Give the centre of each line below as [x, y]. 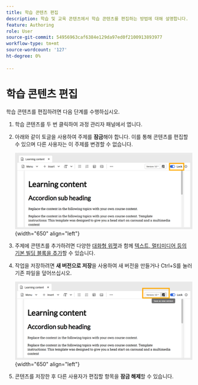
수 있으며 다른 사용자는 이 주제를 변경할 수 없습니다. [74, 144]
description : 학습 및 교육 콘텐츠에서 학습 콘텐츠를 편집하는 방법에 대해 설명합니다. [97, 19]
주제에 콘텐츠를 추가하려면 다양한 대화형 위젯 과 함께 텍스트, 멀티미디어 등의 [101, 246]
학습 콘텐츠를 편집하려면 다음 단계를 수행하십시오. [63, 112]
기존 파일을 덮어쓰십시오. [43, 273]
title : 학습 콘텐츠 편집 [33, 12]
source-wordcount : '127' [37, 50]
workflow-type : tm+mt [33, 44]
